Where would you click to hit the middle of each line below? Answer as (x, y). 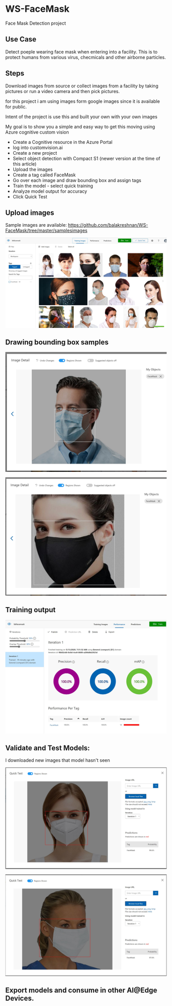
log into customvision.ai (38, 148)
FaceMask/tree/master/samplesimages (47, 231)
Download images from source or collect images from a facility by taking (82, 86)
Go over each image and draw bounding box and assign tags (77, 180)
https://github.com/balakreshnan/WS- (108, 225)
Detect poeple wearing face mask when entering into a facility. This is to (81, 51)
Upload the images (33, 169)
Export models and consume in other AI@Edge (81, 990)
